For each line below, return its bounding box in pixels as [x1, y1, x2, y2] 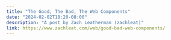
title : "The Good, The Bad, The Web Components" [6, 8, 131, 15]
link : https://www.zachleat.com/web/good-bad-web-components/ [6, 25, 166, 31]
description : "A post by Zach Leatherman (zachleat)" [6, 19, 145, 25]
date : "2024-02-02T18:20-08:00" [6, 14, 87, 20]
